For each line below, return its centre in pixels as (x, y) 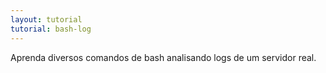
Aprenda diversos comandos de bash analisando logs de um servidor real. (163, 57)
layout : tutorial (46, 19)
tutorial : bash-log (51, 29)
